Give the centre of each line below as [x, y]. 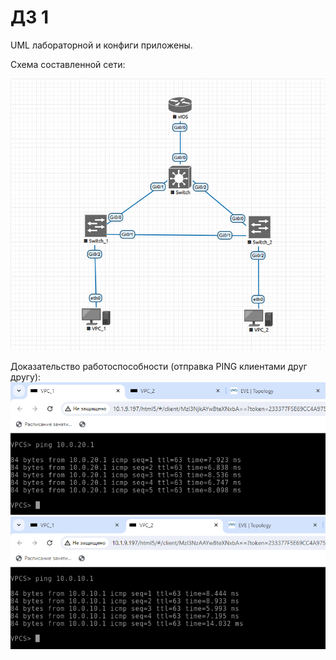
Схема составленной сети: [68, 64]
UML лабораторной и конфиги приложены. [101, 45]
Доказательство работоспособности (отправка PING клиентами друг [159, 367]
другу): [26, 377]
